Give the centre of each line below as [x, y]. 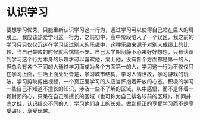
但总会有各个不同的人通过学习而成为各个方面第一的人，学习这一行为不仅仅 [97, 66]
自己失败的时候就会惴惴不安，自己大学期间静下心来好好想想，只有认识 [108, 51]
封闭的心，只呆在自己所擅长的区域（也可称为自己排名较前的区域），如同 [99, 96]
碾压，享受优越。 [32, 111]
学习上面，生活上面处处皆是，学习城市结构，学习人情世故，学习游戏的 [97, 74]
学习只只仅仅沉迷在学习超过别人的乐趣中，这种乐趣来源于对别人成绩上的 [95, 44]
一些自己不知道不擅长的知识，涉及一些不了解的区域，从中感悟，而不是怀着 [97, 89]
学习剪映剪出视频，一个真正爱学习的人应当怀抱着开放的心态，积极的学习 [105, 81]
